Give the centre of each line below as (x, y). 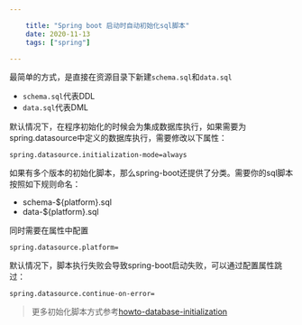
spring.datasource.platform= (64, 248)
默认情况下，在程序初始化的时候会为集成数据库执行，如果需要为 (128, 126)
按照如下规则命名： (45, 184)
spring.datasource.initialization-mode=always (98, 155)
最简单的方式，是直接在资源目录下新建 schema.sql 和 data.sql (121, 77)
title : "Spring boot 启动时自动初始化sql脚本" (108, 25)
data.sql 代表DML (55, 107)
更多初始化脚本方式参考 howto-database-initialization (129, 311)
